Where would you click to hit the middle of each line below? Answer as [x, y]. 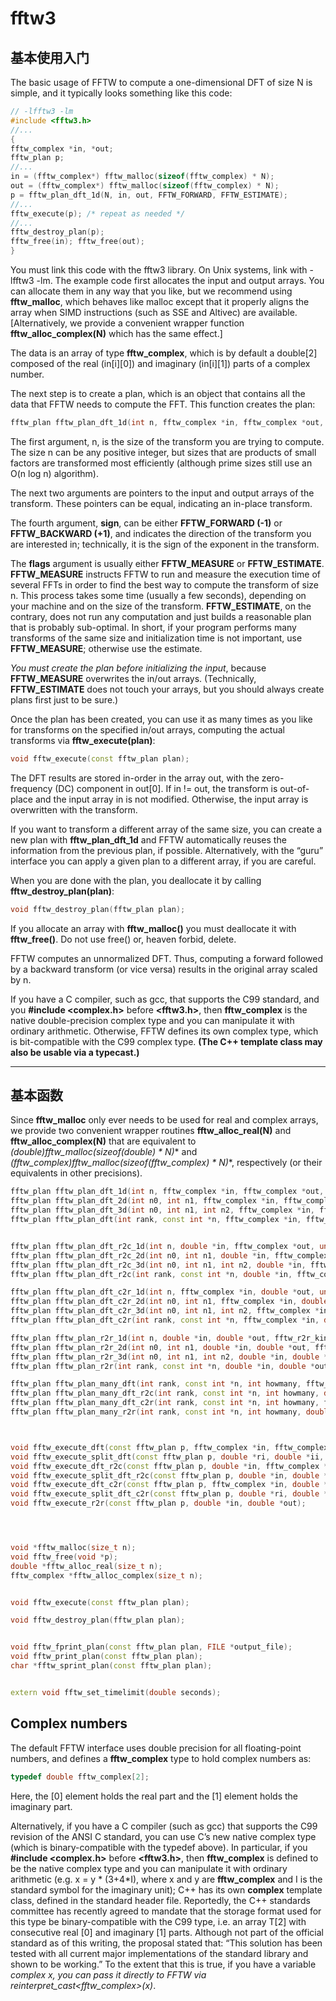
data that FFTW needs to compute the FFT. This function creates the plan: [163, 404]
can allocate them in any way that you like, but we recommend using [151, 291]
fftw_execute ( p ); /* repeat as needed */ [98, 213]
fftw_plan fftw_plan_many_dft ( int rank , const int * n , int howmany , [156, 1384]
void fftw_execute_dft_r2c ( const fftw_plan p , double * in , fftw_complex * [169, 1466]
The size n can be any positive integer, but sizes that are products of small [163, 452]
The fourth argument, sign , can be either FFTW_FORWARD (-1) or [146, 523]
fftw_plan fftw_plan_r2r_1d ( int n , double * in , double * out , [140, 1338]
